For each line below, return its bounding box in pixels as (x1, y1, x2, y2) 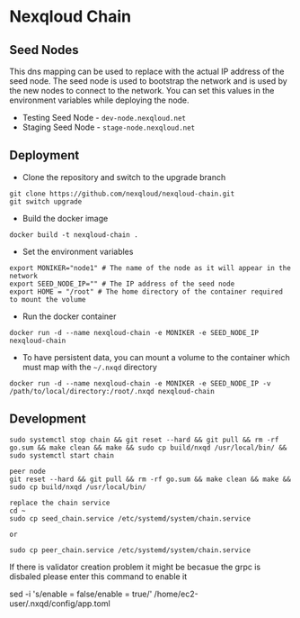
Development (9, 412, 87, 427)
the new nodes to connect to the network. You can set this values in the (9, 86, 275, 95)
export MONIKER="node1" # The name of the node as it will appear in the (9, 263, 292, 272)
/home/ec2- (154, 588, 199, 599)
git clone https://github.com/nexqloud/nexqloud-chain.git (9, 189, 235, 198)
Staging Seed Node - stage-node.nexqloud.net (22, 122, 196, 132)
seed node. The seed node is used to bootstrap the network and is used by (9, 76, 287, 86)
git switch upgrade (9, 196, 83, 206)
